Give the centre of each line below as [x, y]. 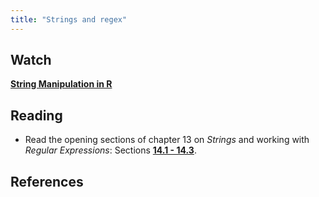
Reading [36, 115]
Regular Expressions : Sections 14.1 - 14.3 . [110, 150]
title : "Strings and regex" [69, 19]
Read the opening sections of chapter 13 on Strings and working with [167, 140]
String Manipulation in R [61, 84]
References [47, 181]
